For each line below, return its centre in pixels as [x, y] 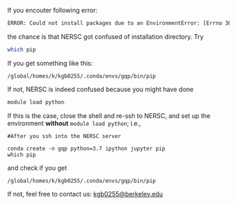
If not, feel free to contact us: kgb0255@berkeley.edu [85, 194]
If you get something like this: [50, 63]
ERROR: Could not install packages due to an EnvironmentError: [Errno [115, 23]
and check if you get [37, 168]
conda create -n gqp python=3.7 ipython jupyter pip [86, 148]
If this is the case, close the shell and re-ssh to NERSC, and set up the [109, 115]
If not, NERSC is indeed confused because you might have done [101, 89]
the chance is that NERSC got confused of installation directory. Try [105, 36]
